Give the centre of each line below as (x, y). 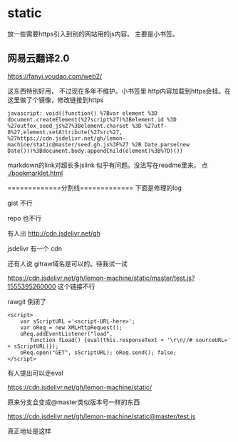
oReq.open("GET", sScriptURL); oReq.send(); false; (98, 352)
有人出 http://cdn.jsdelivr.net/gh (54, 233)
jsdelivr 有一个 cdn (35, 248)
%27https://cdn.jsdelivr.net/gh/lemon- (67, 138)
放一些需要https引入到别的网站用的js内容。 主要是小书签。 (93, 34)
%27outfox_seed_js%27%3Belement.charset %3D (74, 126)
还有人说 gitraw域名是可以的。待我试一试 (68, 263)
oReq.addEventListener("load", (67, 333)
